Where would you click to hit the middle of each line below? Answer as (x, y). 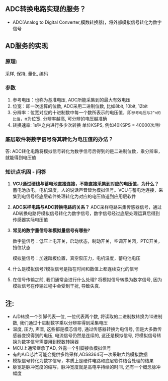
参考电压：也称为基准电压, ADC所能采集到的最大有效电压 (71, 99)
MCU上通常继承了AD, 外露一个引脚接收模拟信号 (62, 348)
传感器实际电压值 (30, 220)
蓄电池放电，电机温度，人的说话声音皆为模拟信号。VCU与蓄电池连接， (86, 190)
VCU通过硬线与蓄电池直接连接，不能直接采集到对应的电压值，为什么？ (86, 184)
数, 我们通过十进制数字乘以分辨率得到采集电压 (60, 323)
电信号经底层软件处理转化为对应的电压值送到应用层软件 (79, 196)
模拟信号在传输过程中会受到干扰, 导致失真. (56, 286)
